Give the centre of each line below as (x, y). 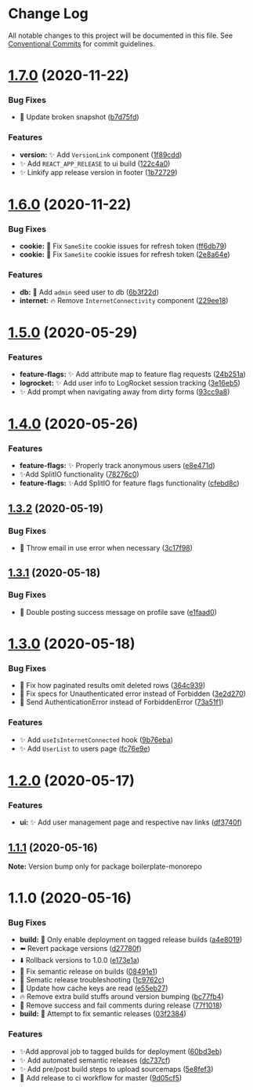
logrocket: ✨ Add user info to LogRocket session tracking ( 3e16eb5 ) (130, 382)
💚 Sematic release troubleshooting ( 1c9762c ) (92, 980)
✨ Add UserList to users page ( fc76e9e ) (85, 748)
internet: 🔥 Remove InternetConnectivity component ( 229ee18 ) (124, 300)
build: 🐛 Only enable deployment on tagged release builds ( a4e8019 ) (131, 940)
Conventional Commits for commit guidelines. (81, 43)
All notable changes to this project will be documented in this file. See (121, 35)
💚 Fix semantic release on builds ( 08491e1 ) (89, 971)
